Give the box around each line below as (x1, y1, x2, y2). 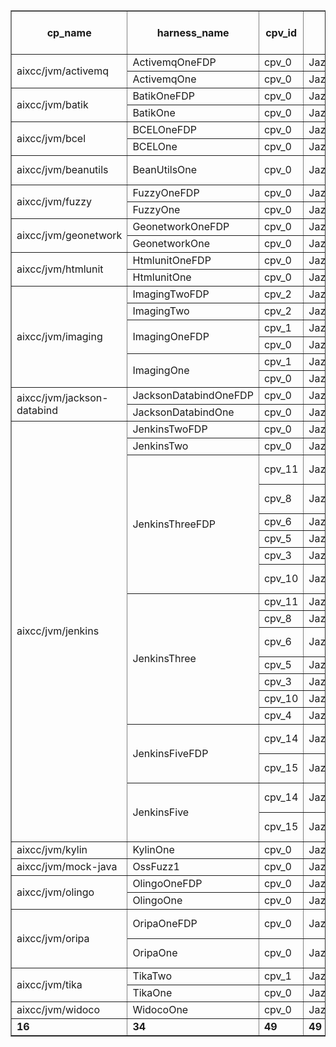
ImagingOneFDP (132, 329, 210, 343)
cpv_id (265, 26, 297, 39)
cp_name (46, 26, 92, 39)
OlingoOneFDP (132, 877, 203, 890)
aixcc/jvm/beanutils (16, 163, 109, 176)
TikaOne (132, 986, 173, 999)
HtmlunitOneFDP (132, 254, 212, 267)
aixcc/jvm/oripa (16, 931, 90, 945)
